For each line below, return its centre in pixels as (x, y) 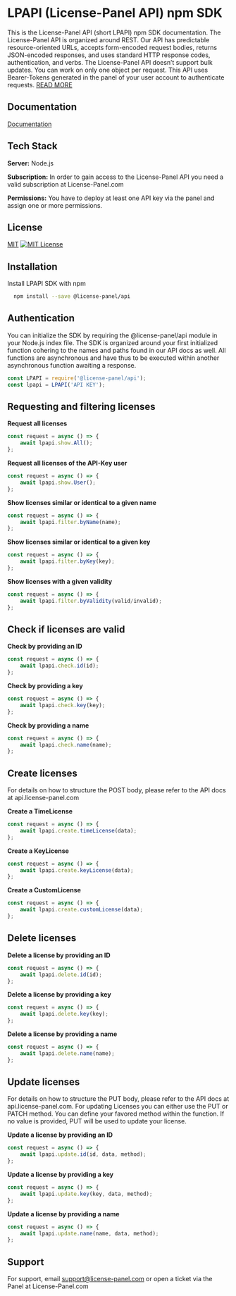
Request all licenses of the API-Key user (67, 463)
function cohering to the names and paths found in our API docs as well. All (117, 350)
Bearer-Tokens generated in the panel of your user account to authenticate (116, 77)
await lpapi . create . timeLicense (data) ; (79, 830)
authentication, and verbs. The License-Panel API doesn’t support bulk (110, 62)
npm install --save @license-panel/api (72, 297)
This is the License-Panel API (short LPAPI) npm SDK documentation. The (114, 32)
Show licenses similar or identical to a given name (82, 502)
